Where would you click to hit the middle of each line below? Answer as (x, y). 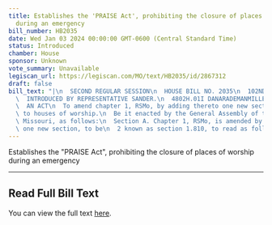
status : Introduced (41, 46)
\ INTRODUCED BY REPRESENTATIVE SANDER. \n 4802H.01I (110, 99)
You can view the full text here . (60, 213)
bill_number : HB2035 (43, 31)
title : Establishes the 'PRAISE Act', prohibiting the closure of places (136, 16)
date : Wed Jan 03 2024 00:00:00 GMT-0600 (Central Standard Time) (123, 38)
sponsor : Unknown (38, 62)
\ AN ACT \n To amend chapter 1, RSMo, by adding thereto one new (132, 106)
